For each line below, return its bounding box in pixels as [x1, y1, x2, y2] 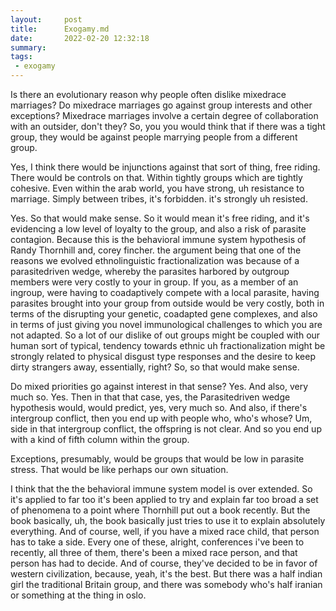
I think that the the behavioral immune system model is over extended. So [10, 483, 313, 495]
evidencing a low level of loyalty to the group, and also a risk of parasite [10, 223, 307, 235]
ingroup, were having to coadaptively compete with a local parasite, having [10, 287, 320, 298]
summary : [10, 42, 47, 53]
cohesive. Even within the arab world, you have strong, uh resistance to [10, 182, 305, 194]
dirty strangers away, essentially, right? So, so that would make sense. [10, 361, 300, 373]
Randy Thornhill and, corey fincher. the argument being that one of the [10, 244, 302, 256]
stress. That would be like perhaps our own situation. [10, 464, 229, 475]
